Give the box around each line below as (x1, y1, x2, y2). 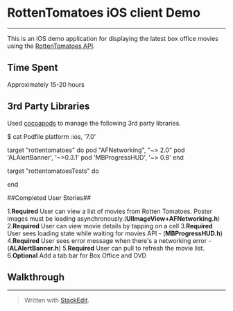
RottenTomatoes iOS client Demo (7, 5, 201, 21)
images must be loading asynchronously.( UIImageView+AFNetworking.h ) (7, 214, 221, 223)
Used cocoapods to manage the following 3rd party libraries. (7, 119, 182, 127)
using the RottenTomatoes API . (7, 42, 95, 50)
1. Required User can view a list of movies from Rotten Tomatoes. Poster (7, 207, 213, 215)
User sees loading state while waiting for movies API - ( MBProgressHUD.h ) (7, 229, 223, 237)
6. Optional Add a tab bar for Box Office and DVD (7, 251, 147, 260)
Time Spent (7, 62, 58, 74)
